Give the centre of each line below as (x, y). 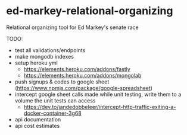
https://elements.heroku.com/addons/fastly (77, 69)
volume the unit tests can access (55, 100)
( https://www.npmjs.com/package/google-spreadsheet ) (84, 88)
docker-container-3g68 (52, 113)
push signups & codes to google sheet (62, 82)
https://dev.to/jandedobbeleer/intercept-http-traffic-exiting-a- (100, 107)
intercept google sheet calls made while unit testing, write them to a (98, 94)
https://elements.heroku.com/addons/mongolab (82, 75)
